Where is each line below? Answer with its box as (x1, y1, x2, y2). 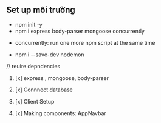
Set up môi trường (6, 5, 76, 15)
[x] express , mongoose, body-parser (15, 74, 109, 81)
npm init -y (15, 21, 43, 28)
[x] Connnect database (15, 86, 73, 93)
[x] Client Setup (15, 98, 55, 105)
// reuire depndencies (6, 62, 61, 70)
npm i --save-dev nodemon (15, 51, 84, 58)
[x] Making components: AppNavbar (15, 109, 106, 117)
